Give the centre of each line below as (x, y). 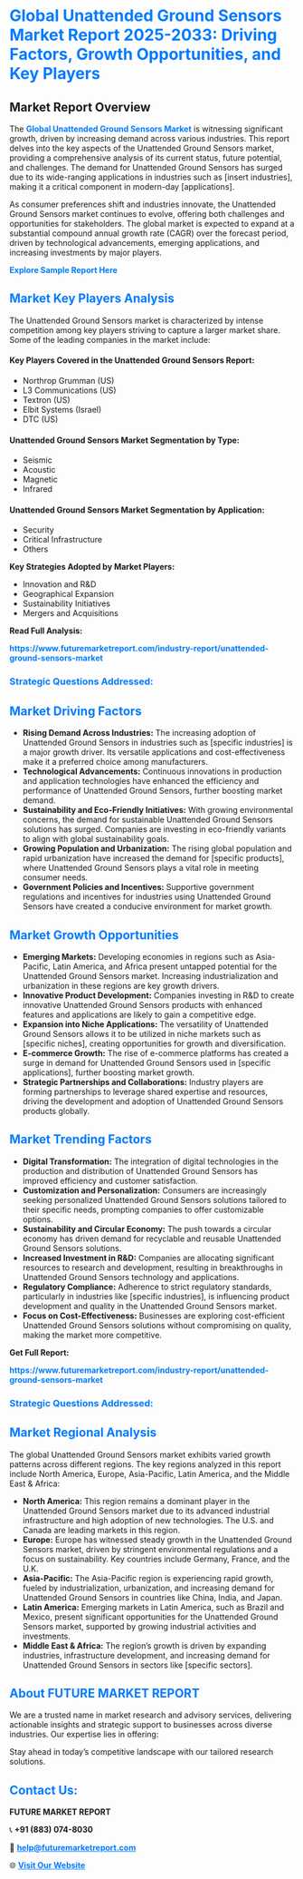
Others (35, 549)
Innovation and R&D (59, 584)
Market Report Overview (80, 107)
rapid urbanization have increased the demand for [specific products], (153, 858)
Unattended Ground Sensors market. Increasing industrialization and (150, 975)
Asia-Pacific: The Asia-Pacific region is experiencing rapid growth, (148, 1578)
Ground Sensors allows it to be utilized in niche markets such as (142, 1033)
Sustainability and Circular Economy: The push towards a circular (147, 1228)
